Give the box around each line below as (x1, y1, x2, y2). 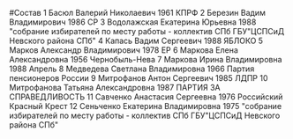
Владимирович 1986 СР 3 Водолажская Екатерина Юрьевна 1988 (9, 17, 257, 27)
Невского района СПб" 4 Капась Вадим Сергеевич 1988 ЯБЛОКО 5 (9, 35, 263, 46)
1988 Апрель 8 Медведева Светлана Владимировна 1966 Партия (9, 63, 255, 74)
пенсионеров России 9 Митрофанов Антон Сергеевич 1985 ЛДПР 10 (9, 73, 268, 83)
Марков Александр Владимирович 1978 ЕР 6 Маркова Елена (9, 45, 238, 55)
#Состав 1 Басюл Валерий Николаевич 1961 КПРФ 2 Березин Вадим (9, 8, 267, 18)
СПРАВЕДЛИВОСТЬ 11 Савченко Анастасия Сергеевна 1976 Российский (9, 91, 283, 102)
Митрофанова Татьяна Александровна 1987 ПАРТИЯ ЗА (9, 83, 221, 92)
